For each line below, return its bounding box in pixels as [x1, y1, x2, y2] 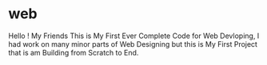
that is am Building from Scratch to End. [8, 48, 139, 57]
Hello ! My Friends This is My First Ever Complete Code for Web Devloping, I [8, 31, 260, 40]
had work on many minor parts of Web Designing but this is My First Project [8, 39, 258, 48]
